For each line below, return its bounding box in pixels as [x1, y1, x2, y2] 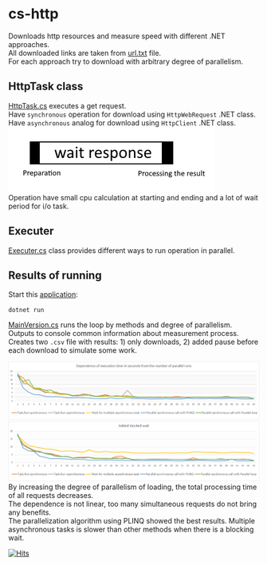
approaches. [8, 39, 50, 49]
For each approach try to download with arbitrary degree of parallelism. [8, 57, 243, 66]
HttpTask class [8, 80, 84, 93]
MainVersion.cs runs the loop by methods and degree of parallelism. [8, 320, 233, 330]
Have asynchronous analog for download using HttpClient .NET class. [8, 117, 237, 128]
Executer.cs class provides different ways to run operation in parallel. [8, 245, 235, 255]
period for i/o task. [8, 201, 69, 211]
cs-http [8, 5, 59, 23]
